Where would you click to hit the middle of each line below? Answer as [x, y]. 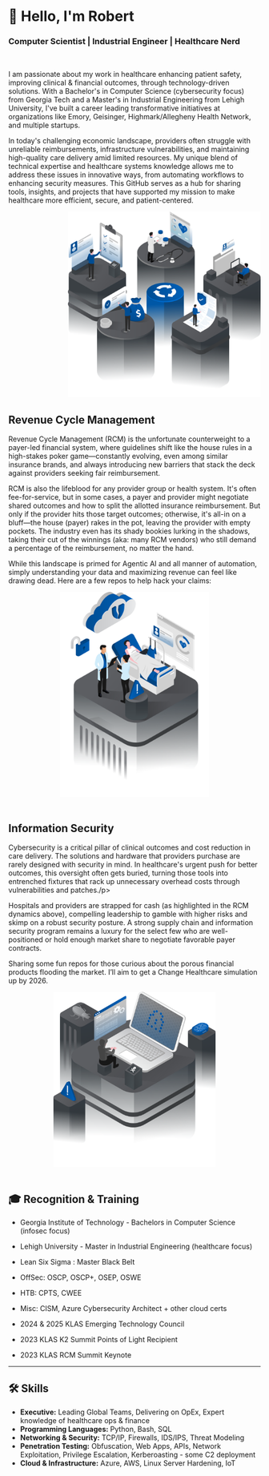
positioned [26, 939]
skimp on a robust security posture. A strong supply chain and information [131, 923]
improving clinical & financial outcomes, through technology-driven [119, 82]
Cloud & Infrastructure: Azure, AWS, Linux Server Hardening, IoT [128, 1463]
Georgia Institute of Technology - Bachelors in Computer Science [128, 1222]
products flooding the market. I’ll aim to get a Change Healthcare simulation [133, 972]
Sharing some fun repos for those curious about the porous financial [121, 963]
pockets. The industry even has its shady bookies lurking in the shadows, [129, 531]
